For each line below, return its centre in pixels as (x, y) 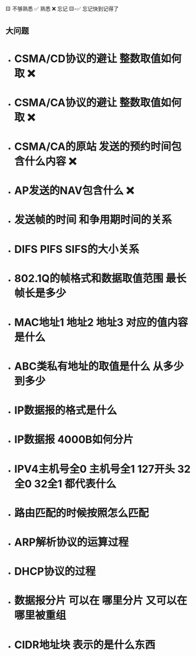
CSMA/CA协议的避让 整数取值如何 (98, 103)
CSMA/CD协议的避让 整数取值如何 (98, 59)
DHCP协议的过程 (55, 571)
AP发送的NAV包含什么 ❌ (74, 191)
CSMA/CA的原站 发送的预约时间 (93, 146)
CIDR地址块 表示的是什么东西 (85, 644)
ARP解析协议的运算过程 (71, 542)
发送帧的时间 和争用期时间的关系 (93, 220)
